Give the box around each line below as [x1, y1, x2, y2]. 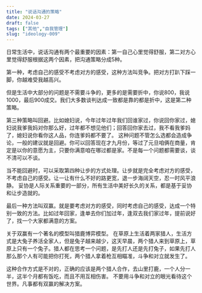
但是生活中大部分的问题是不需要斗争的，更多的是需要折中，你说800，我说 [6, 89, 191, 96]
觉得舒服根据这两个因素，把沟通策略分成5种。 [11, 56, 126, 63]
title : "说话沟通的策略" [6, 8, 62, 15]
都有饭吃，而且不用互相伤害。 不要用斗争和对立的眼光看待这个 [37, 273, 192, 280]
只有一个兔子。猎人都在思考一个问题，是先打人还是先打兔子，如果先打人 [16, 245, 196, 252]
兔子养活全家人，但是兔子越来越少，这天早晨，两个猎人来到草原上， [22, 238, 191, 245]
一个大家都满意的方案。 [22, 217, 80, 225]
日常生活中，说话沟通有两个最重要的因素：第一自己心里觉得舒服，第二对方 [6, 49, 191, 56]
